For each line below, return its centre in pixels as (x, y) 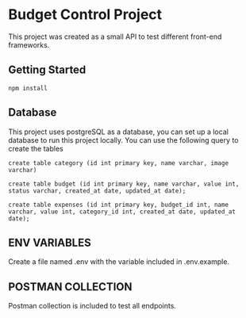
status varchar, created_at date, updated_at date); (97, 191)
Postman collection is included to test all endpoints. (92, 306)
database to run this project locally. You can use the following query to (123, 140)
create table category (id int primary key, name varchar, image (118, 163)
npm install (28, 88)
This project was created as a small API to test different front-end (115, 36)
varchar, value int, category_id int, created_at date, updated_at (122, 212)
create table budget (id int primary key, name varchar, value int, (124, 184)
